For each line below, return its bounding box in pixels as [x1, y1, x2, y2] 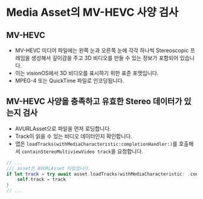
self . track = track [17, 177, 66, 183]
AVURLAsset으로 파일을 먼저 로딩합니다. [14, 125, 112, 132]
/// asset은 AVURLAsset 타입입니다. [6, 165, 91, 171]
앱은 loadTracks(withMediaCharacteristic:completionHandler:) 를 [14, 140, 178, 147]
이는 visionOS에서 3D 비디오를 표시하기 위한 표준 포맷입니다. [14, 70, 159, 76]
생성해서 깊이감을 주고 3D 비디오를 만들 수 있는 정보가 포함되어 [31, 54, 179, 61]
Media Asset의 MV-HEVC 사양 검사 [6, 5, 179, 19]
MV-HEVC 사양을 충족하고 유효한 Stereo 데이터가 [6, 96, 182, 106]
